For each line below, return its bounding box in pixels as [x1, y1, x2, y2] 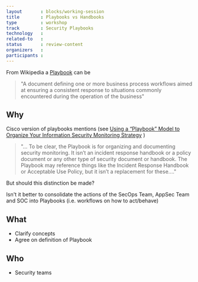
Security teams [14, 269, 52, 276]
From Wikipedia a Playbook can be [6, 68, 90, 76]
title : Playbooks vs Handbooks [6, 14, 105, 20]
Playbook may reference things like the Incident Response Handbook [20, 162, 189, 169]
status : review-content [6, 42, 83, 48]
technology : [6, 31, 44, 37]
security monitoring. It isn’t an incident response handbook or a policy [20, 149, 191, 156]
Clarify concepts [14, 230, 56, 237]
